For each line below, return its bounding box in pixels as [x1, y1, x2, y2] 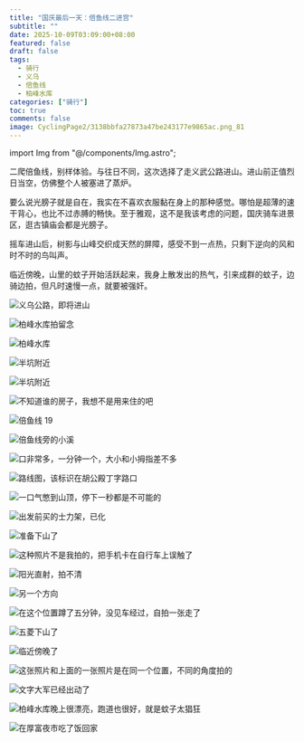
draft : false [9, 47, 59, 56]
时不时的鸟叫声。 [9, 250, 73, 261]
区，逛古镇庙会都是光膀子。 [9, 219, 113, 230]
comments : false [9, 114, 71, 123]
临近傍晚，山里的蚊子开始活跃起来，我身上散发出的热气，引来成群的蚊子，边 [9, 269, 295, 280]
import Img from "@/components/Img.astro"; [9, 147, 176, 158]
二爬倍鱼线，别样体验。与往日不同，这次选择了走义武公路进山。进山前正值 [9, 166, 287, 176]
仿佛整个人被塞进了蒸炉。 [40, 177, 137, 188]
